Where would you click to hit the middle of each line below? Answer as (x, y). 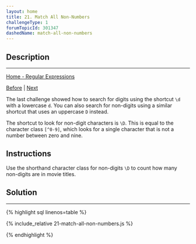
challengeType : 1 (27, 22)
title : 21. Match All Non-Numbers (48, 17)
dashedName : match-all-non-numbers (49, 33)
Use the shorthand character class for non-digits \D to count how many (92, 168)
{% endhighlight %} (30, 235)
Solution (22, 193)
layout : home (22, 11)
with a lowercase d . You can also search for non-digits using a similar (89, 105)
